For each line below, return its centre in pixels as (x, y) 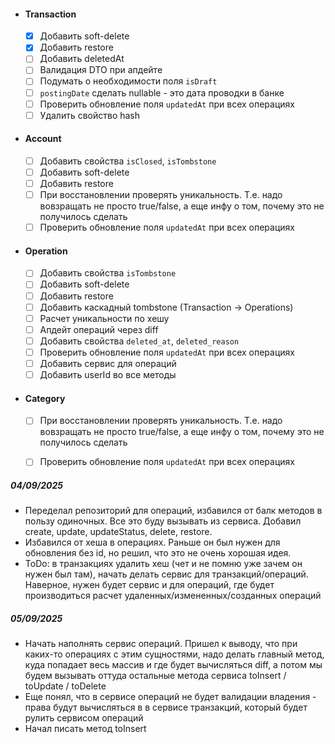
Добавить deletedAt (82, 59)
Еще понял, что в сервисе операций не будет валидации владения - (170, 697)
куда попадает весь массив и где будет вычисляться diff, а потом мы (173, 665)
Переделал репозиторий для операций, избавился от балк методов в (173, 511)
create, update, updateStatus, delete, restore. (118, 532)
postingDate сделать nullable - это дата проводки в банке (162, 92)
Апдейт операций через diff (99, 329)
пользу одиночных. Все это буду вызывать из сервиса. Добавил (163, 521)
